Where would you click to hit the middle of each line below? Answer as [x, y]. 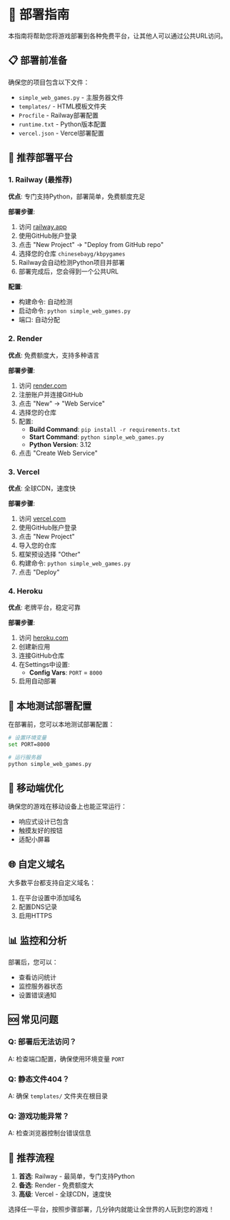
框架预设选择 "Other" [49, 555]
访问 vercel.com [42, 519]
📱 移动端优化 [36, 788]
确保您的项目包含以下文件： [49, 82]
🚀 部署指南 [39, 15]
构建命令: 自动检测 [45, 302]
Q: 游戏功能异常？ [39, 1116]
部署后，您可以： [33, 962]
